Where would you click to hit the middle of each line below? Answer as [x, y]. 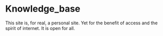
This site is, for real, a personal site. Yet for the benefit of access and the [81, 23]
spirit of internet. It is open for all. [40, 28]
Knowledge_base [43, 9]
